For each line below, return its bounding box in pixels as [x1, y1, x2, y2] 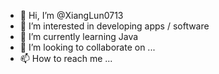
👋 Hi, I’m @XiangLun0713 [19, 10, 124, 21]
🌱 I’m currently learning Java [19, 31, 139, 42]
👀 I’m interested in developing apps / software [19, 20, 210, 32]
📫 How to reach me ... [19, 53, 113, 64]
